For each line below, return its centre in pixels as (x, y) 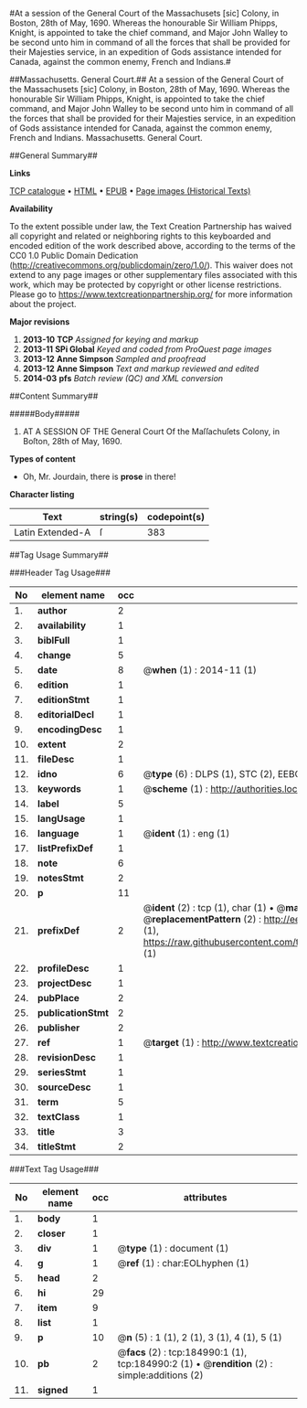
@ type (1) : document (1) (173, 1248)
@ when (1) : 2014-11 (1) (200, 670)
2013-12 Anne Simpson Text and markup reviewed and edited (141, 368)
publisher (59, 1028)
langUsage (62, 819)
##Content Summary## (54, 396)
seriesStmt (62, 1072)
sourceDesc (64, 1087)
